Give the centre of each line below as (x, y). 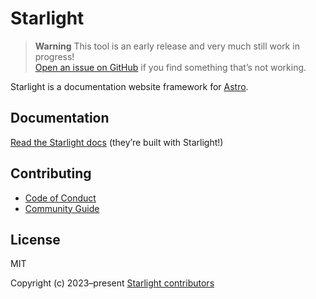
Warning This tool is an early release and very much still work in (167, 46)
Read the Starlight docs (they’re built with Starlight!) (117, 142)
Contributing (51, 173)
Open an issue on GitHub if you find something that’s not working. (170, 67)
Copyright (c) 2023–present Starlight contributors (112, 283)
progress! (54, 56)
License (35, 239)
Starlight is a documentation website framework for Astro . (129, 86)
